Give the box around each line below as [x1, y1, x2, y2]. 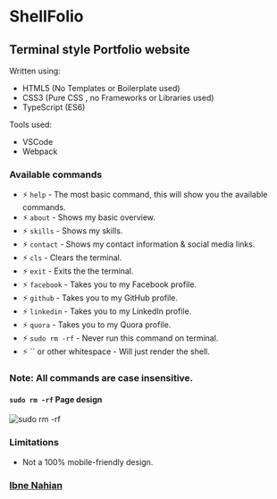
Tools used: [9, 119, 52, 130]
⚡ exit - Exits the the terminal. [21, 266, 134, 276]
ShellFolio [9, 6, 84, 27]
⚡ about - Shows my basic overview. [21, 212, 156, 223]
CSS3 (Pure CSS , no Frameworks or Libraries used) [21, 92, 214, 103]
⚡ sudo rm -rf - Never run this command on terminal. [21, 333, 219, 343]
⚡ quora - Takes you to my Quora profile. [21, 319, 172, 330]
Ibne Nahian [9, 478, 63, 491]
